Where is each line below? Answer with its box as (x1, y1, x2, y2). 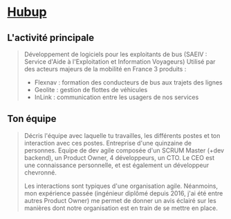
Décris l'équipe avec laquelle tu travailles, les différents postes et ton (24, 131, 221, 139)
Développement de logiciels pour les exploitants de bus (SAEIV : (24, 50, 207, 58)
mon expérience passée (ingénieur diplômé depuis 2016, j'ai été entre (24, 189, 223, 198)
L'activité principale (7, 32, 95, 44)
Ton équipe (7, 113, 57, 125)
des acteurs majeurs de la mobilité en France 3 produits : (24, 65, 187, 73)
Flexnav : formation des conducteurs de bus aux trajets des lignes (34, 78, 223, 87)
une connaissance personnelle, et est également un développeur (24, 161, 210, 169)
